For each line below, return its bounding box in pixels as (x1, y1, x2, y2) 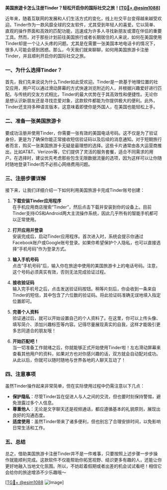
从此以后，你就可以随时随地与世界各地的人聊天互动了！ (12, 357, 126, 363)
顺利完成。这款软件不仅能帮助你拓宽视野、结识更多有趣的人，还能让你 (18, 457, 162, 463)
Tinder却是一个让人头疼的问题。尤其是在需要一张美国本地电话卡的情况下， (5, 40, 158, 46)
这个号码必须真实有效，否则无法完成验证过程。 (12, 269, 108, 275)
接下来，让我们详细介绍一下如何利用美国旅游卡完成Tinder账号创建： (5, 187, 145, 193)
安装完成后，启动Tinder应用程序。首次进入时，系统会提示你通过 (12, 233, 144, 239)
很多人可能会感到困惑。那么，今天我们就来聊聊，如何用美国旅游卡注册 (5, 47, 149, 52)
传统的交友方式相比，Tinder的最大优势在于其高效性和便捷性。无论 (18, 91, 154, 97)
